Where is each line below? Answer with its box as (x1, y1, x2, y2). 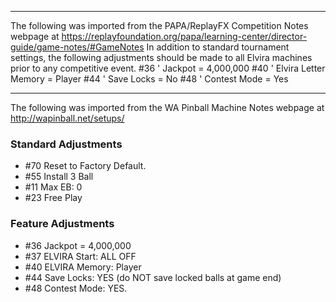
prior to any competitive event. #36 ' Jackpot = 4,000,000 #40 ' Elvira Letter (10, 62, 326, 74)
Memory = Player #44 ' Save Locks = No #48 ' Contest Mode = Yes (10, 73, 289, 85)
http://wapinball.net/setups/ (10, 112, 125, 124)
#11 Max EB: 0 (24, 181, 83, 193)
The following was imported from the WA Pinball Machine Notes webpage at (10, 102, 325, 113)
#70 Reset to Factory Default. (24, 160, 147, 172)
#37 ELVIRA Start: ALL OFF (24, 250, 137, 262)
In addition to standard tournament (146, 41, 290, 53)
